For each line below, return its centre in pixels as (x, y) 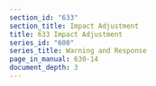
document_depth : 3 (44, 68)
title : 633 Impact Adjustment (66, 34)
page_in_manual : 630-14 (54, 59)
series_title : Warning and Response (78, 51)
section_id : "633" (44, 17)
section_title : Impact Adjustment (74, 26)
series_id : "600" (42, 43)
